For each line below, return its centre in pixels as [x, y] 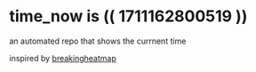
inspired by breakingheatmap [63, 58]
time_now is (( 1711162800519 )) [128, 16]
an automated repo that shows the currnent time [98, 41]
